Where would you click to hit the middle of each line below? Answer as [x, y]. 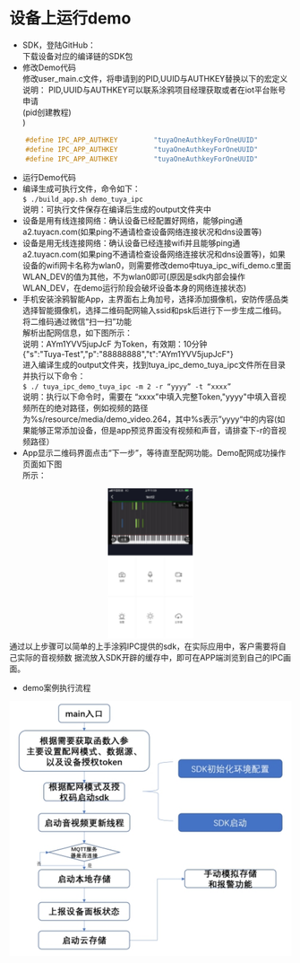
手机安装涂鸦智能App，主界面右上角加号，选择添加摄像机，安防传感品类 [155, 299]
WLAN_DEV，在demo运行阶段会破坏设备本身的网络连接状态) [134, 287]
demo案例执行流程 [56, 688]
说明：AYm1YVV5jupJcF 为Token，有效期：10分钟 [115, 344]
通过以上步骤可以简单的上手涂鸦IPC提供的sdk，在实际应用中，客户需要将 [144, 646]
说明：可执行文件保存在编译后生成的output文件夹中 [117, 209]
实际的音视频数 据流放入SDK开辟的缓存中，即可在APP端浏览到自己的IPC [150, 658]
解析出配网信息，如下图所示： [77, 332]
